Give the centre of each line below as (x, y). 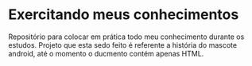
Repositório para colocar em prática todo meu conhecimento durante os (126, 37)
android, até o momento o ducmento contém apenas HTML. (106, 53)
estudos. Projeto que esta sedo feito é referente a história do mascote (122, 45)
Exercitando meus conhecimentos (124, 15)
